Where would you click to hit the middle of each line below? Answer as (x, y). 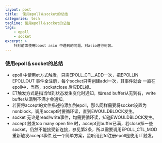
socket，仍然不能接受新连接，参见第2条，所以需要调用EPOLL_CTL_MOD (85, 129)
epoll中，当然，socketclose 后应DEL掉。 (53, 87)
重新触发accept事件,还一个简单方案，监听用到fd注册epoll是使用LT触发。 (84, 135)
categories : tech (23, 18)
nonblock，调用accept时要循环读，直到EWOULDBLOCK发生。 (74, 111)
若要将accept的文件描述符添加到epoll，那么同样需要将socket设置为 (79, 105)
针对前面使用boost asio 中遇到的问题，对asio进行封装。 (64, 46)
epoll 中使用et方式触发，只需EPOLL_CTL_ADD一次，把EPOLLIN (75, 75)
